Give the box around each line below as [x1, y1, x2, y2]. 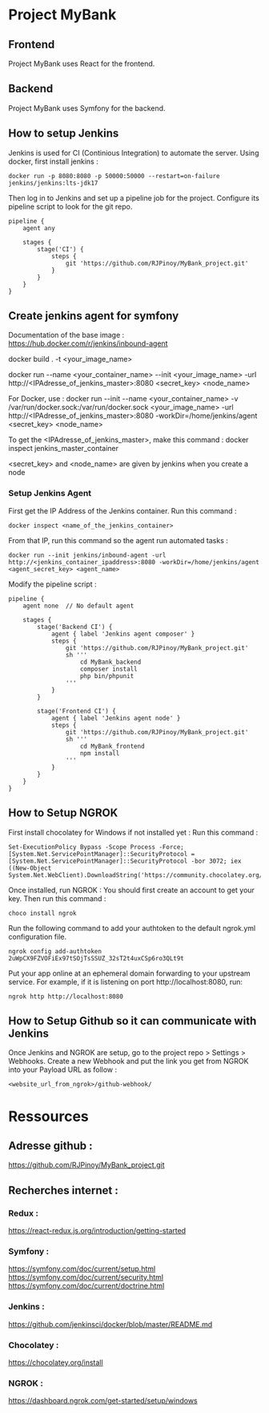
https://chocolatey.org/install [8, 1358, 103, 1367]
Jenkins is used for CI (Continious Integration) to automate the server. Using [8, 148, 259, 157]
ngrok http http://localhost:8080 [8, 993, 124, 1001]
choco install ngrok [8, 909, 78, 917]
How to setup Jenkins [8, 127, 119, 140]
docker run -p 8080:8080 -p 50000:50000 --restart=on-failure [8, 172, 220, 180]
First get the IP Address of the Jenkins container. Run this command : [8, 506, 238, 515]
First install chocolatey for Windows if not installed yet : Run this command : [8, 827, 259, 837]
